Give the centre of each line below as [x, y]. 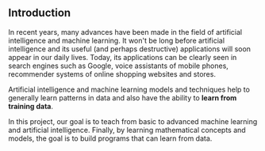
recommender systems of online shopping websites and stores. [112, 74]
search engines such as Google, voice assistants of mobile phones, [118, 66]
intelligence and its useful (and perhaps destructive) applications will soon [130, 49]
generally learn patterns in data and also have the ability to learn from [123, 97]
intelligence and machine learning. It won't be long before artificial [116, 40]
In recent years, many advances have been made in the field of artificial [125, 32]
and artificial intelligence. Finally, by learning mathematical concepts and [127, 130]
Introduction [40, 13]
